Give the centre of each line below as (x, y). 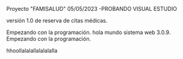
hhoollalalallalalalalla (32, 50)
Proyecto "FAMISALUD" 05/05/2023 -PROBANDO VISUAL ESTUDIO (92, 9)
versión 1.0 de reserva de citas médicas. (57, 20)
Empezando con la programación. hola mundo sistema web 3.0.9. (88, 32)
